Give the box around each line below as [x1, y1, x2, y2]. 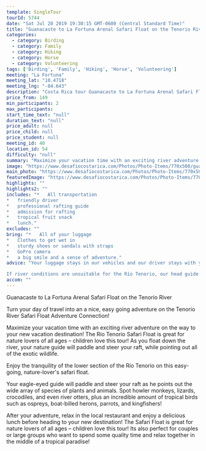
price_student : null [6, 134, 59, 141]
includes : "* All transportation [6, 191, 97, 198]
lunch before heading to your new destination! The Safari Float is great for [6, 418, 193, 425]
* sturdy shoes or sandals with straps [6, 243, 114, 249]
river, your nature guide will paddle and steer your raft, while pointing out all [6, 343, 197, 350]
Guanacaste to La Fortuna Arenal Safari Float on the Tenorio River [6, 293, 172, 301]
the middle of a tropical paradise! [6, 438, 90, 445]
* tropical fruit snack [6, 214, 72, 221]
